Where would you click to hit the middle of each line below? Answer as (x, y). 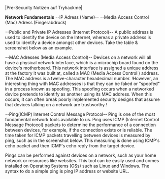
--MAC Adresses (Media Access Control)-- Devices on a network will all (78, 57)
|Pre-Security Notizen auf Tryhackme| (44, 8)
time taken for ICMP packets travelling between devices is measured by (78, 135)
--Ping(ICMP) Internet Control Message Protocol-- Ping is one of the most (80, 114)
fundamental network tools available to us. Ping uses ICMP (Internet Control (82, 119)
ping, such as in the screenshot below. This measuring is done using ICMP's (82, 140)
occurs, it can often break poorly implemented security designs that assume (82, 99)
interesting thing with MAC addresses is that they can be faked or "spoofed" (82, 84)
